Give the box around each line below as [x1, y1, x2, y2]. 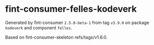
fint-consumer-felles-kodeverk [5, 3, 137, 15]
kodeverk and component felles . [5, 24, 72, 30]
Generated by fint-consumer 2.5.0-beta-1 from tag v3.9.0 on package [5, 20, 150, 25]
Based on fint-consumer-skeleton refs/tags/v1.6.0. [5, 34, 108, 40]
